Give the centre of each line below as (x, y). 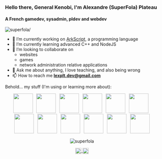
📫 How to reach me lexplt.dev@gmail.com (56, 76)
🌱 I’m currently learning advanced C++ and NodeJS (64, 44)
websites (29, 54)
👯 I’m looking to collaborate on (43, 50)
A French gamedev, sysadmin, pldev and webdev (56, 19)
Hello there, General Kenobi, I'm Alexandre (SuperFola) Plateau (81, 7)
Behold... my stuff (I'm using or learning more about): (58, 87)
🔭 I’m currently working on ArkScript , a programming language (75, 39)
